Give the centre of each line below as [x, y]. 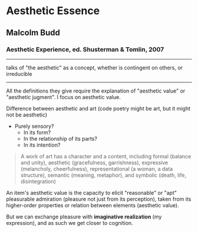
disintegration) [38, 181]
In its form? [37, 132]
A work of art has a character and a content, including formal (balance [106, 156]
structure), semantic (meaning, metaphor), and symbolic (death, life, [103, 175]
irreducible [19, 74]
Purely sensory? [34, 126]
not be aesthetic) [27, 115]
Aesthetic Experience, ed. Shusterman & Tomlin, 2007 [85, 49]
